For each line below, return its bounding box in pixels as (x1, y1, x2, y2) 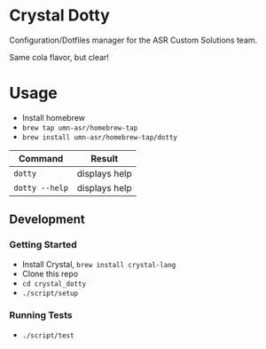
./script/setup (21, 289, 79, 297)
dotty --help (13, 183, 69, 193)
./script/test (21, 330, 74, 340)
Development (9, 212, 86, 227)
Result (90, 152, 119, 164)
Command (19, 152, 64, 164)
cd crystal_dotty (21, 279, 87, 289)
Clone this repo (21, 268, 78, 279)
